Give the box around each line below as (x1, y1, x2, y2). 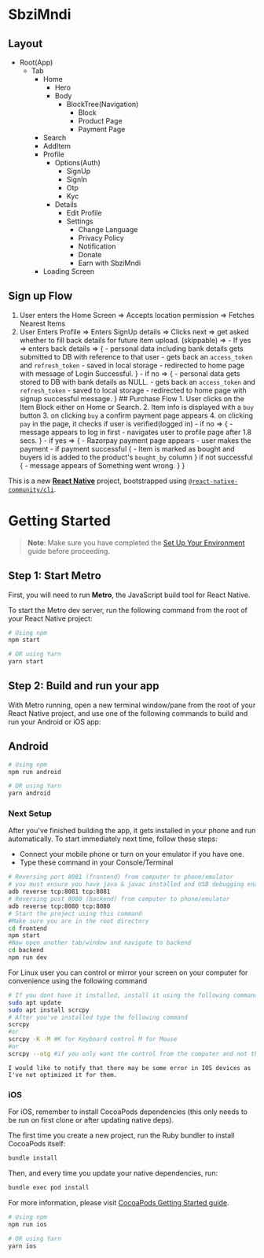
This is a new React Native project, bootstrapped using (8, 476, 187, 485)
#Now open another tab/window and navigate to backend (8, 939, 192, 947)
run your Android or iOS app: (8, 717, 101, 726)
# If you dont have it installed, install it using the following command (8, 991, 258, 999)
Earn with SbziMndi (78, 258, 141, 267)
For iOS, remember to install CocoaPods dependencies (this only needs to (8, 1107, 247, 1116)
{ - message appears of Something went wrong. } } (19, 460, 185, 470)
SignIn (66, 175, 88, 184)
